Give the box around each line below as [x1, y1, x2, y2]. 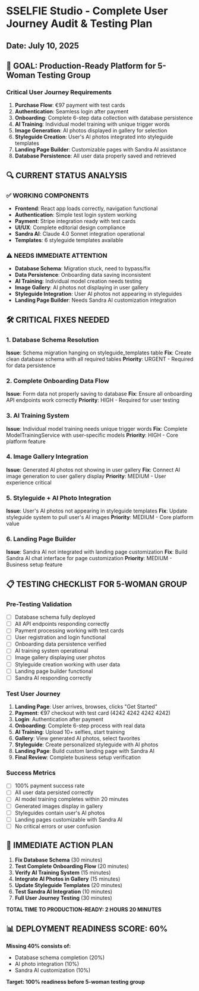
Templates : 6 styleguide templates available [14, 236, 124, 243]
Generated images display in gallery [14, 802, 103, 810]
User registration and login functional [14, 634, 106, 641]
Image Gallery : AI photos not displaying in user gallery [14, 284, 149, 291]
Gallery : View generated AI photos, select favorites [14, 735, 141, 742]
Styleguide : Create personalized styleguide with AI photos [14, 741, 159, 748]
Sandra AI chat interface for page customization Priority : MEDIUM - [6, 555, 172, 562]
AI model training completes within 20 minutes [14, 795, 129, 803]
